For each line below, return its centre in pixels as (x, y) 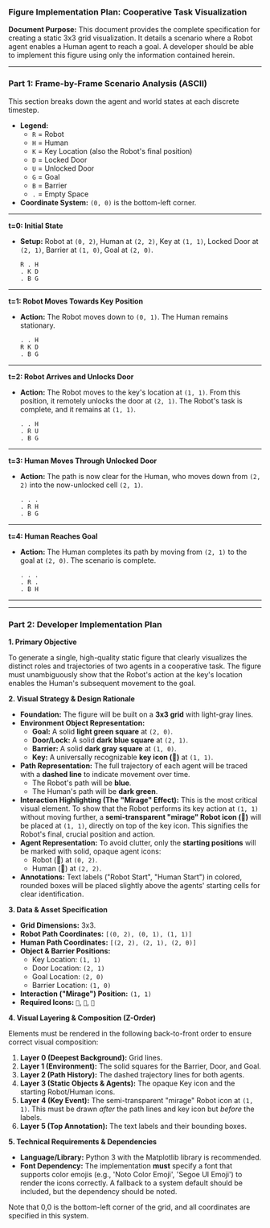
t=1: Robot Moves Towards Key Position (76, 301)
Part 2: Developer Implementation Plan (85, 624)
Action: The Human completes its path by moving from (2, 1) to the (133, 552)
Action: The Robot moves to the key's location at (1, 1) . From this (130, 392)
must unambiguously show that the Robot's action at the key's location (125, 674)
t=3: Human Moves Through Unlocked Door (83, 461)
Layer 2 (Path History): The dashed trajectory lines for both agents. (132, 1074)
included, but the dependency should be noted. (98, 1191)
